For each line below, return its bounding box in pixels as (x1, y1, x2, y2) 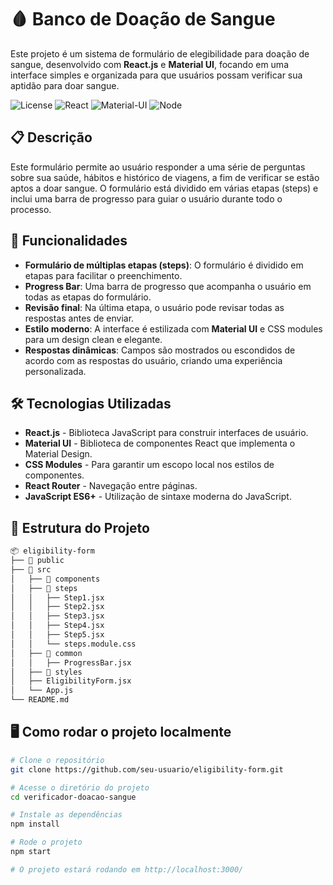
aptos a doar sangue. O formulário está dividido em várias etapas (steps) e (10, 182, 319, 194)
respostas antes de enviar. (24, 312, 135, 324)
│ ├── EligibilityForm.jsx (10, 676, 132, 686)
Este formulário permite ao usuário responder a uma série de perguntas (10, 161, 306, 173)
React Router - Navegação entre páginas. (24, 480, 198, 492)
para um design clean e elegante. (24, 333, 163, 345)
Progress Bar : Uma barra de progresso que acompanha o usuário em (24, 280, 312, 292)
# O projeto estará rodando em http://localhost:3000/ (10, 864, 244, 875)
